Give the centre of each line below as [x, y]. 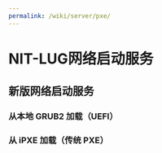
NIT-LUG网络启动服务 [81, 59]
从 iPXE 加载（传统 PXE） [58, 141]
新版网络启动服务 [51, 92]
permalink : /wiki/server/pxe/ [60, 16]
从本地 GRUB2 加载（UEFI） [63, 116]
